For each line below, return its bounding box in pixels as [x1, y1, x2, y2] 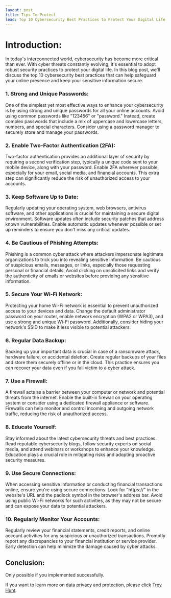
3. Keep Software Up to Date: [5, 193, 79, 200]
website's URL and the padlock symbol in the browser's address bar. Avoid [5, 492, 163, 498]
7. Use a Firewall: [5, 377, 47, 385]
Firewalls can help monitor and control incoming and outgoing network [5, 405, 154, 412]
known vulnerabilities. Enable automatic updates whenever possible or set [5, 221, 161, 227]
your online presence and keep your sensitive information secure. [5, 78, 143, 84]
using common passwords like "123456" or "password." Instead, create [5, 113, 156, 119]
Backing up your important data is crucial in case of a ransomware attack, [5, 348, 161, 355]
